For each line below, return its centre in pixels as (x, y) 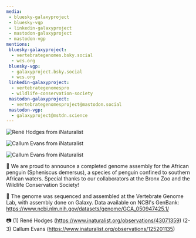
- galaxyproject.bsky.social (47, 72)
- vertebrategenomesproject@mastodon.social (67, 104)
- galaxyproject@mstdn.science (50, 115)
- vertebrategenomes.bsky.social (52, 55)
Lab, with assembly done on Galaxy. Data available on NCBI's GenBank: (93, 203)
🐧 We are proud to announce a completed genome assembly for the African (97, 166)
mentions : (18, 45)
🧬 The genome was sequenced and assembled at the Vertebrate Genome (95, 196)
